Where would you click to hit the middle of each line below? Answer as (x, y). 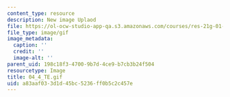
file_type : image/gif (38, 32)
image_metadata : (30, 39)
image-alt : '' (33, 58)
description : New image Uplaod (52, 20)
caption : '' (30, 45)
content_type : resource (41, 13)
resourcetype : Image (37, 70)
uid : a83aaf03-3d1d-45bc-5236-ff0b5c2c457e (70, 83)
